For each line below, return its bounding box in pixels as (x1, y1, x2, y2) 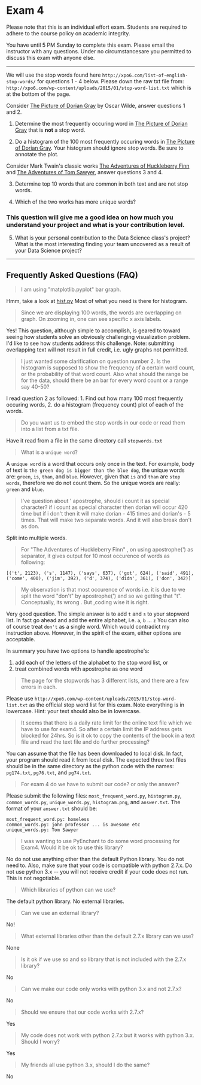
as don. (20, 523, 40, 530)
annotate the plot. (14, 150, 59, 157)
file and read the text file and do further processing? (20, 738, 150, 745)
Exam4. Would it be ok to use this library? (20, 844, 123, 851)
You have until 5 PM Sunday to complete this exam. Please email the (6, 41, 175, 49)
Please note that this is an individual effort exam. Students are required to (6, 23, 187, 31)
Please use (6, 695, 33, 702)
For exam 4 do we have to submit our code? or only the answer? (20, 781, 179, 788)
